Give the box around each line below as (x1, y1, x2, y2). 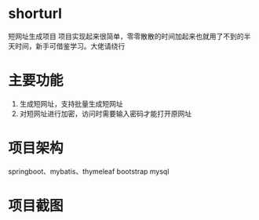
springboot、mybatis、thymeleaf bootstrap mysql (8, 166, 170, 176)
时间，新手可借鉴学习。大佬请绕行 (14, 41, 126, 51)
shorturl (8, 5, 63, 23)
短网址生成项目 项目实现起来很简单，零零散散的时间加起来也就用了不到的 (8, 31, 244, 41)
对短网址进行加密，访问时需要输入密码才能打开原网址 (19, 109, 192, 118)
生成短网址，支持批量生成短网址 (19, 99, 123, 108)
